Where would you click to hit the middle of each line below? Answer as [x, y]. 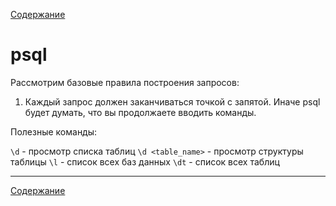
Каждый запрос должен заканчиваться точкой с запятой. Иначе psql [172, 101]
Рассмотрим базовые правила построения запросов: [125, 82]
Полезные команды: [54, 131]
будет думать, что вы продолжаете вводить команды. [140, 112]
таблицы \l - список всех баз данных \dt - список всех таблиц [145, 161]
